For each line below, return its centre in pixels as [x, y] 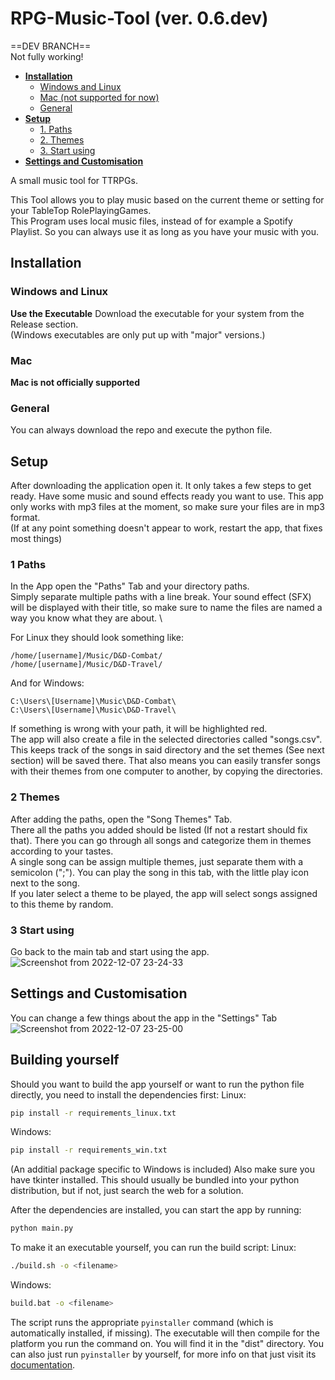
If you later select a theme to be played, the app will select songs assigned [164, 893]
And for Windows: [47, 683]
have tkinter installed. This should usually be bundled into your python [155, 1180]
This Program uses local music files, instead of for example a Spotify [151, 221]
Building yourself [65, 1060]
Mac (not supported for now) [99, 97]
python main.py [42, 1228]
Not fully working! [47, 56]
